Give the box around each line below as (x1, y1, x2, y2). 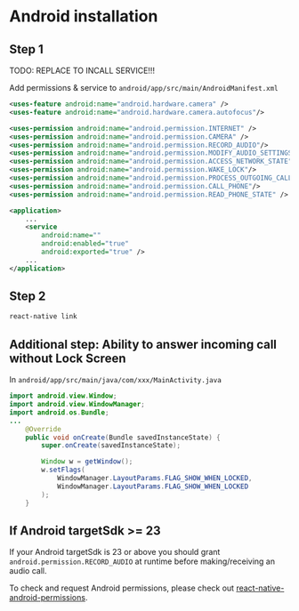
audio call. (9, 566, 47, 576)
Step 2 (9, 289, 46, 304)
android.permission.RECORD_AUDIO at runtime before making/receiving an (9, 556, 276, 567)
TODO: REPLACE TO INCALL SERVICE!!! (9, 65, 156, 76)
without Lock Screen (9, 350, 126, 366)
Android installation (9, 6, 158, 27)
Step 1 (9, 42, 44, 57)
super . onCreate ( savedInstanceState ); (41, 441, 181, 450)
